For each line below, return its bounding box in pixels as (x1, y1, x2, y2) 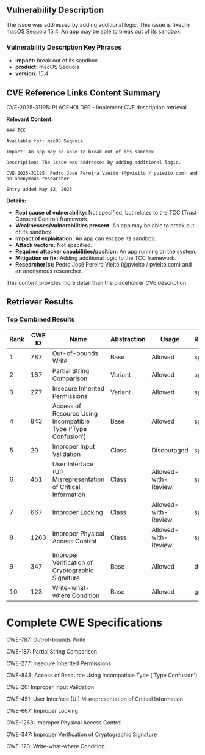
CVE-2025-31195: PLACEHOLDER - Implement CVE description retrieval (6, 103, 187, 111)
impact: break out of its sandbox (15, 57, 98, 64)
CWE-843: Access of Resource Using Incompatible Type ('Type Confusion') (6, 671, 198, 679)
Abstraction (110, 334, 146, 343)
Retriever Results (6, 296, 73, 308)
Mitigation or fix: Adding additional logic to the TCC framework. (15, 254, 176, 262)
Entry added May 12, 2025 (6, 186, 72, 192)
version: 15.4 (15, 70, 49, 77)
